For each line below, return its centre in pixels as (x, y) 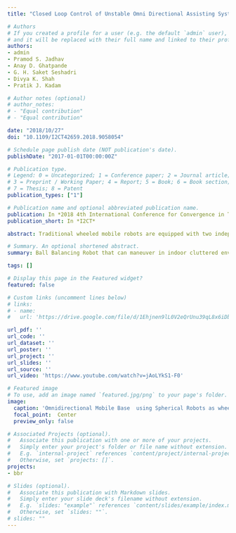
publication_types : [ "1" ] (45, 195)
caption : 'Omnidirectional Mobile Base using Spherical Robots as (114, 408)
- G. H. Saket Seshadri (42, 72)
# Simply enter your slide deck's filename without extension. (105, 499)
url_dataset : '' (31, 343)
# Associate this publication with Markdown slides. (89, 493)
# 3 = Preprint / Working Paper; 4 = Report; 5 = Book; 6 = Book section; (119, 182)
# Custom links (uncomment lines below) (67, 297)
